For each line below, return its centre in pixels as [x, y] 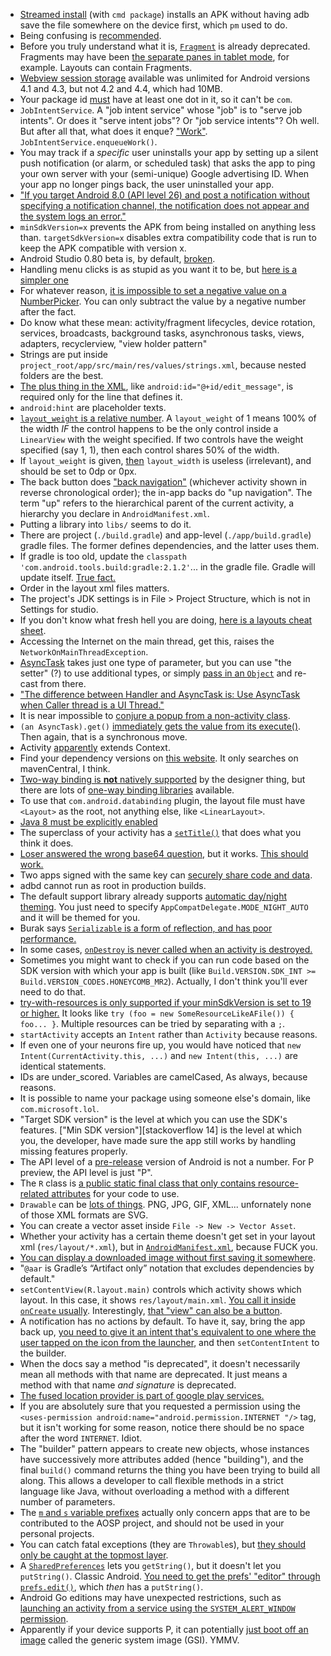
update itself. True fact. [68, 577]
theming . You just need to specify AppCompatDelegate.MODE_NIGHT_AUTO [164, 907]
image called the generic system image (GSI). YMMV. [129, 1640]
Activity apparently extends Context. [95, 747]
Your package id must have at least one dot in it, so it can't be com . [156, 99]
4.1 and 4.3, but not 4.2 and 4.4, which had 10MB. [121, 88]
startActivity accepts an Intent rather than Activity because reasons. [168, 1034]
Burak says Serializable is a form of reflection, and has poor [146, 928]
